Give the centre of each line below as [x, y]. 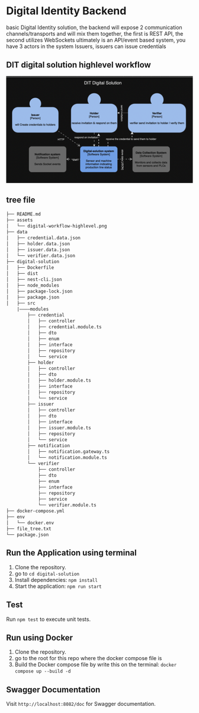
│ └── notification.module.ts [68, 457]
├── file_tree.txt [29, 529]
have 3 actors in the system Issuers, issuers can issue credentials [86, 46]
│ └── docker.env [30, 523]
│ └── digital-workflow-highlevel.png [57, 226]
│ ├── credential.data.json [44, 238]
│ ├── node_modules [33, 285]
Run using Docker [39, 638]
